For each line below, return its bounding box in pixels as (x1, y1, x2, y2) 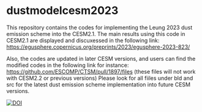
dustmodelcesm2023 (6, 4, 119, 18)
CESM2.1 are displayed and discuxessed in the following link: (6, 37, 160, 44)
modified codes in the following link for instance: (6, 61, 129, 69)
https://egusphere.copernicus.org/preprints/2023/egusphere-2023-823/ (6, 43, 190, 51)
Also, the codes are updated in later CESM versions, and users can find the (6, 55, 196, 62)
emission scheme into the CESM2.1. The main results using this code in (6, 30, 185, 37)
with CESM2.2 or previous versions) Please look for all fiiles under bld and (6, 74, 193, 82)
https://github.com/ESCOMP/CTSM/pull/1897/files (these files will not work (6, 68, 196, 75)
